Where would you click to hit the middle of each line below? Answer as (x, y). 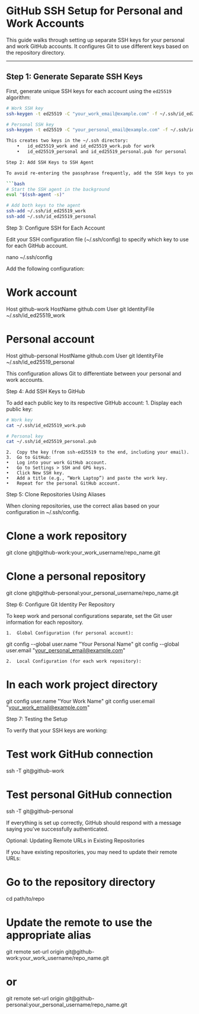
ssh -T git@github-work (35, 771)
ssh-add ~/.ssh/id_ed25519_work (46, 211)
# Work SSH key (25, 108)
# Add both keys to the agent (44, 206)
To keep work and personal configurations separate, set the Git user (89, 616)
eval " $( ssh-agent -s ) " (36, 195)
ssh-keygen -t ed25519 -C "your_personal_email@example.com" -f (87, 130)
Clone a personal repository (76, 577)
